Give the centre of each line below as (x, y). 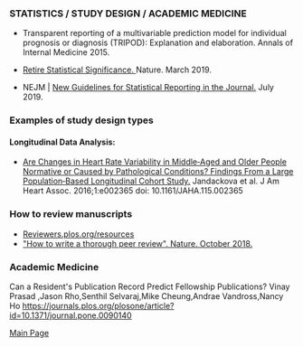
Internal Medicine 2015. (66, 52)
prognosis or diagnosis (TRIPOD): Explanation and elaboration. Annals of (158, 42)
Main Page (29, 333)
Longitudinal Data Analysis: (62, 142)
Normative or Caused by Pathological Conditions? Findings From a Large (158, 172)
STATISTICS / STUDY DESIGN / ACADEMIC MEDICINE (128, 14)
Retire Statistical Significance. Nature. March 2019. (117, 70)
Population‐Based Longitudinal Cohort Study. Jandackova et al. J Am (151, 181)
